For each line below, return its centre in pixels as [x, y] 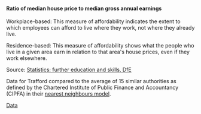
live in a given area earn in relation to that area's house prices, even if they [98, 52]
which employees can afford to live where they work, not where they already [100, 28]
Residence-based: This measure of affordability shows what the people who [100, 46]
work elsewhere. [27, 58]
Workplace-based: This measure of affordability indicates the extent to [93, 21]
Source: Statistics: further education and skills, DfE [69, 70]
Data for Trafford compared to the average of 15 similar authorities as [91, 81]
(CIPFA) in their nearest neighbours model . [59, 94]
